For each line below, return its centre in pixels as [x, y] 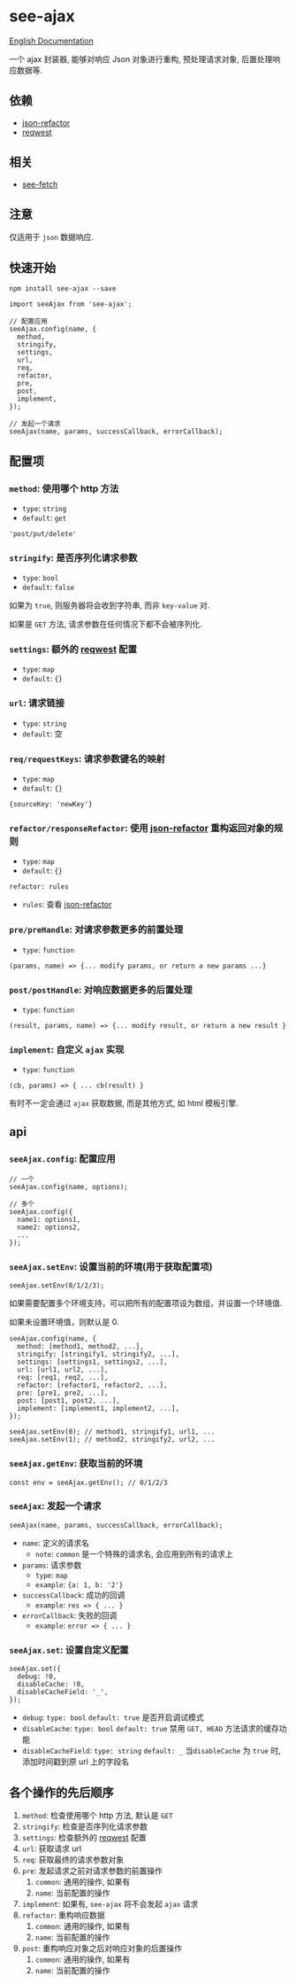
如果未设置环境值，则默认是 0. [64, 1322]
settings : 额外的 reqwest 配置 [73, 650]
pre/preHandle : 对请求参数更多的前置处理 [96, 930]
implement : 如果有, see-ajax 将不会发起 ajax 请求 [110, 1903]
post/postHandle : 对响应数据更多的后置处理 [101, 990]
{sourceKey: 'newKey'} [51, 805]
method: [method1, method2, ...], [80, 1347]
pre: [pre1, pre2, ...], [63, 1393]
